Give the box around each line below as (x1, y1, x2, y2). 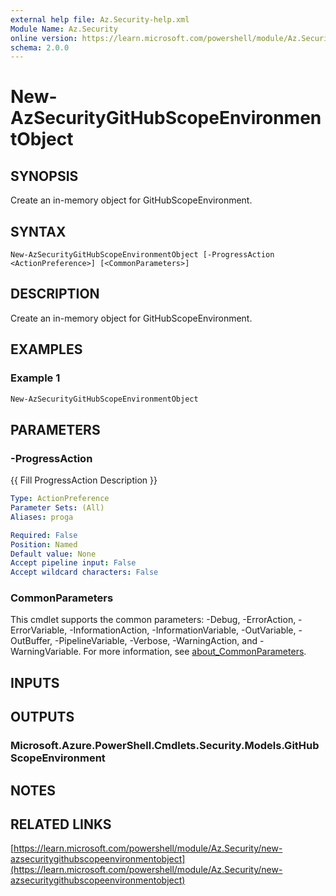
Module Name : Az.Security (10, 24, 118, 34)
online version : (10, 33, 78, 43)
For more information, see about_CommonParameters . (83, 646, 307, 658)
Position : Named (10, 539, 78, 550)
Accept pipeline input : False (10, 558, 137, 568)
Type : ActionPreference (10, 494, 110, 504)
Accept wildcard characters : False (10, 567, 159, 578)
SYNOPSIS (10, 167, 79, 185)
